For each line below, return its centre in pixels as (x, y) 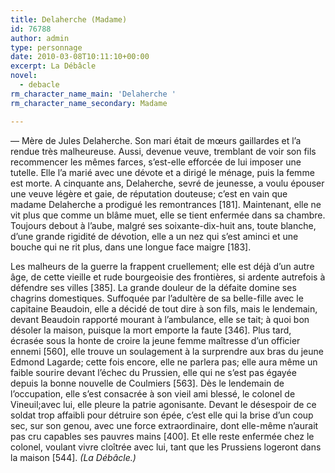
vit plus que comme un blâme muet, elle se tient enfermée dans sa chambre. (168, 215)
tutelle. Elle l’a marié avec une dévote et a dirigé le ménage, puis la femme (162, 172)
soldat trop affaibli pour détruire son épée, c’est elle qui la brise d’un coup (162, 415)
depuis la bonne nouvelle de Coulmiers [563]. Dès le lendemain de (147, 383)
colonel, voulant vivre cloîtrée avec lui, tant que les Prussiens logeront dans (166, 447)
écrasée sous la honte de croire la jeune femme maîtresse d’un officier (155, 340)
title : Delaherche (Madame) (69, 19)
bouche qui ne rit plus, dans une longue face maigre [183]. (131, 247)
